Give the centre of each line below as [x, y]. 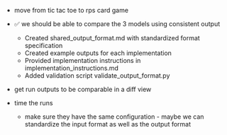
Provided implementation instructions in [83, 60]
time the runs [33, 103]
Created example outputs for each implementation [98, 53]
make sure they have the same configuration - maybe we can [114, 117]
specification [44, 46]
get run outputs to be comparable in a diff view [83, 89]
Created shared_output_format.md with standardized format [112, 38]
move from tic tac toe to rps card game [71, 10]
